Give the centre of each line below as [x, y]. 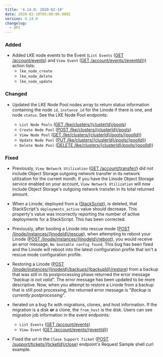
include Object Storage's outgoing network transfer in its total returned [83, 189]
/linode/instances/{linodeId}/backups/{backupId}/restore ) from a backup [85, 269]
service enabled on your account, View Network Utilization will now [81, 184]
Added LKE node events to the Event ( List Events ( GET [68, 55]
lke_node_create [36, 71]
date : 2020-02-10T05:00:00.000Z [38, 14]
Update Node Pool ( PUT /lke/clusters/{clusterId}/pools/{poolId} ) [83, 140]
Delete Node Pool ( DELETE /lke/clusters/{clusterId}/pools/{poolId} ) [86, 145]
